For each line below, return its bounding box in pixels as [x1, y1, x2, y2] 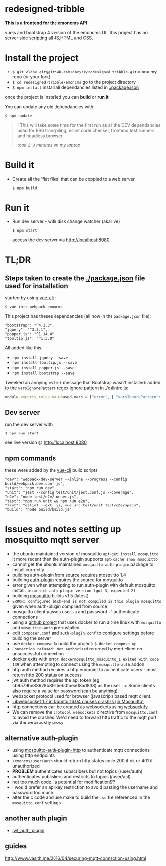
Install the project [5, 52, 79, 64]
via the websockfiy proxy [12, 720, 64, 725]
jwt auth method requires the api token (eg [12, 677, 100, 683]
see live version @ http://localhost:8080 [5, 439, 87, 445]
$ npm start [12, 228, 37, 233]
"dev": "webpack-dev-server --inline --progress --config [5, 477, 127, 482]
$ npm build [12, 185, 37, 191]
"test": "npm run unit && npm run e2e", [5, 499, 90, 504]
